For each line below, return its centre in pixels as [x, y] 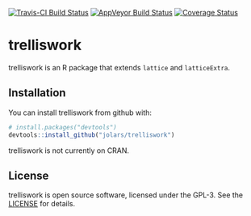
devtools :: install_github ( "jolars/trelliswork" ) [92, 135]
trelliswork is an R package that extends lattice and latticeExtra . [119, 67]
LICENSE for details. [42, 204]
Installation [37, 93]
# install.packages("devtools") [63, 127]
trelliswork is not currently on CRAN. [69, 150]
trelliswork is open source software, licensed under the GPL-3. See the [126, 195]
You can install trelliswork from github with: [80, 112]
